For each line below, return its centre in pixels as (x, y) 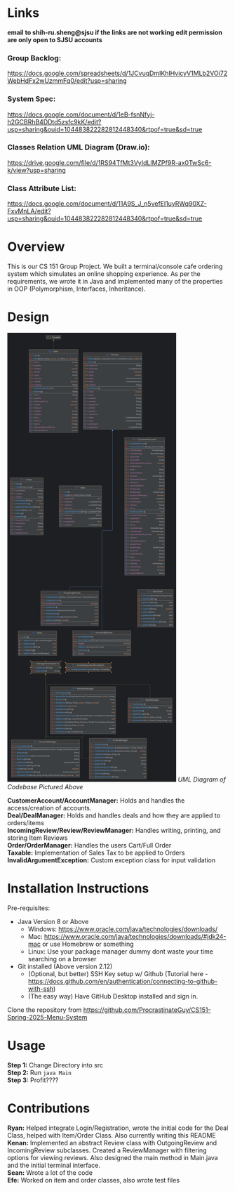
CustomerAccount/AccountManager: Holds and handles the (96, 801)
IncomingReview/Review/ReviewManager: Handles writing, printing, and (114, 830)
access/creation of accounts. (49, 808)
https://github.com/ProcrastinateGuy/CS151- (147, 1010)
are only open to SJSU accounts (55, 39)
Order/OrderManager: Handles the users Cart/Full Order (89, 845)
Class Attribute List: (42, 188)
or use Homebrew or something (88, 944)
